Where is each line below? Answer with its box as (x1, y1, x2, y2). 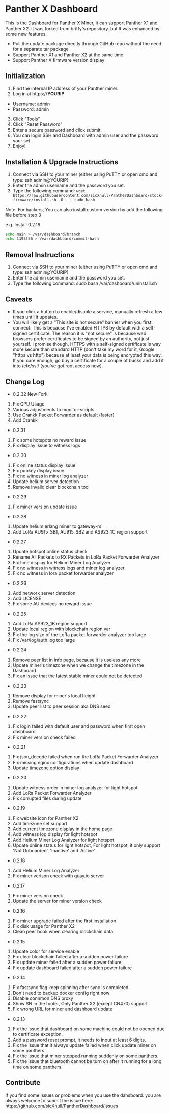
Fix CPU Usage (12, 401, 45, 407)
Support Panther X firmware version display (12, 57, 105, 63)
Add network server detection (12, 590, 76, 596)
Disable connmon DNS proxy (12, 995, 74, 1001)
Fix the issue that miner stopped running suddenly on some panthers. (12, 1053, 159, 1059)
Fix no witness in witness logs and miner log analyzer (12, 565, 125, 571)
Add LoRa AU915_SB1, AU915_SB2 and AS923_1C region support (12, 528, 148, 535)
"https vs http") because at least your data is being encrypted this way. (12, 351, 162, 358)
